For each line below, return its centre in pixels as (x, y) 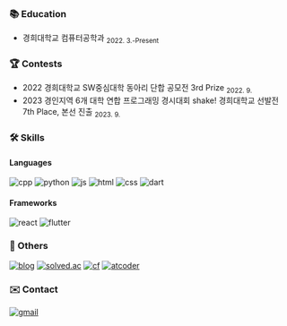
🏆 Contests (36, 64)
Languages (30, 162)
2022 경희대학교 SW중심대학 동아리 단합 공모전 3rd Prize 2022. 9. (137, 89)
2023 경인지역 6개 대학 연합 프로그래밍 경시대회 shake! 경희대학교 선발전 (151, 100)
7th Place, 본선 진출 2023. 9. (71, 113)
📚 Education (38, 13)
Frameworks (33, 202)
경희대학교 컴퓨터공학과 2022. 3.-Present (91, 39)
